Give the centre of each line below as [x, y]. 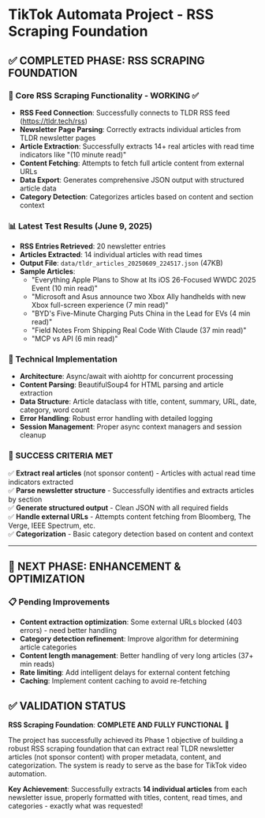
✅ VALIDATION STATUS [67, 706]
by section [25, 499]
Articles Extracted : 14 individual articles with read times [111, 255]
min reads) [37, 664]
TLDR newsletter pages [58, 138]
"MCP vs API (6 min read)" [75, 339]
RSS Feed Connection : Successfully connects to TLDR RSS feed [125, 112]
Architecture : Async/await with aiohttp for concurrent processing [126, 377]
